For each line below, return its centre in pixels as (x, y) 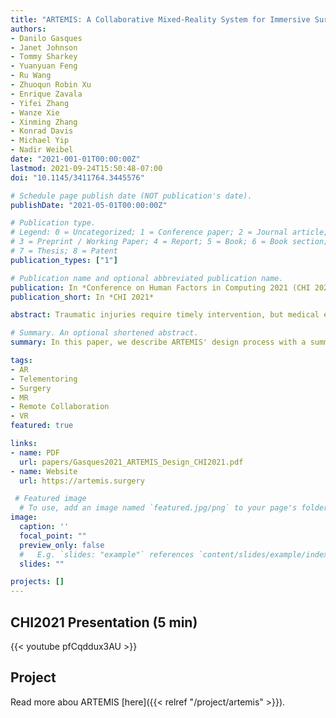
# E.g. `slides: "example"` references (107, 554)
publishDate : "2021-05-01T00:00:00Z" (89, 205)
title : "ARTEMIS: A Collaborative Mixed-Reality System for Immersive (160, 19)
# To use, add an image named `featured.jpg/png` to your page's (158, 508)
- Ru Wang (31, 76)
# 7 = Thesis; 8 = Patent (64, 251)
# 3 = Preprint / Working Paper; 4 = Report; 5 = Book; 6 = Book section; (169, 242)
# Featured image (50, 499)
